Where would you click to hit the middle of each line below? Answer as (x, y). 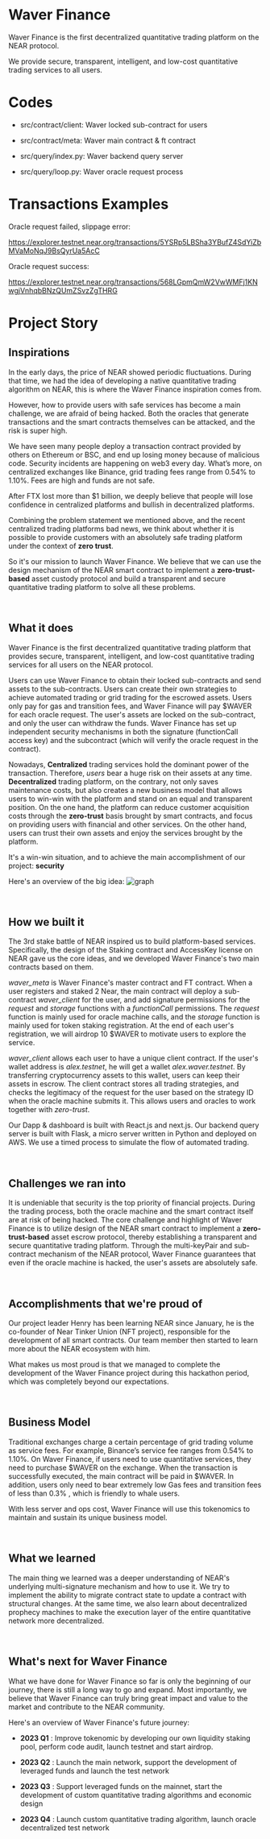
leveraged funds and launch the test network (94, 1771)
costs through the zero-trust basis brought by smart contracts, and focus (131, 816)
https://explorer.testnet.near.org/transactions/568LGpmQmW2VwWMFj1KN (133, 282)
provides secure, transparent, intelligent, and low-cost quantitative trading (132, 656)
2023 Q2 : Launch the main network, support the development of (129, 1762)
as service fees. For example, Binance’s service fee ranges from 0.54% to (131, 1450)
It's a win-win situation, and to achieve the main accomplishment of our (127, 857)
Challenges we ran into (67, 1183)
